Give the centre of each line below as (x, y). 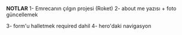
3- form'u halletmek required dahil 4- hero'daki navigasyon (79, 26)
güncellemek (22, 15)
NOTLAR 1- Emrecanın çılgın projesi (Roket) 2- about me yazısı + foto (91, 8)
